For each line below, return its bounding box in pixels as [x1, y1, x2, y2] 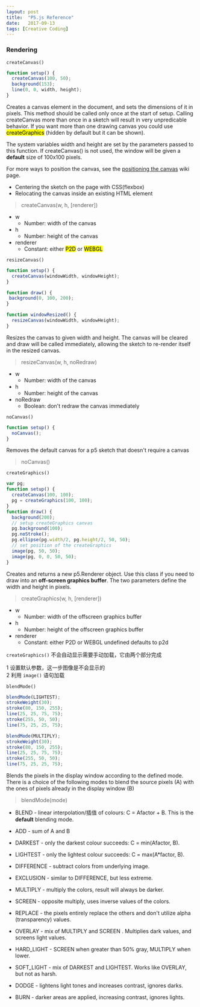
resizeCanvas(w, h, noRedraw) [20, 358, 98, 365]
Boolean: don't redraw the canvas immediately [23, 402, 140, 410]
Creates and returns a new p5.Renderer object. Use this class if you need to [6, 570, 195, 577]
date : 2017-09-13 [6, 20, 55, 26]
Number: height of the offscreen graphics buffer [23, 626, 144, 633]
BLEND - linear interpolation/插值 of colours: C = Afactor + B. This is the [14, 809, 194, 816]
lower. [14, 952, 31, 959]
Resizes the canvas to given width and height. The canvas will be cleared [6, 333, 188, 341]
